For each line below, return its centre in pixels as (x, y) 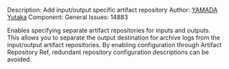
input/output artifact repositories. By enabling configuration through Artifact (115, 45)
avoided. (20, 59)
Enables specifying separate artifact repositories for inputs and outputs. (109, 30)
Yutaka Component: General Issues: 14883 (68, 17)
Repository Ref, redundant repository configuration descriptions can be (108, 52)
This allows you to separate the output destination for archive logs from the (113, 38)
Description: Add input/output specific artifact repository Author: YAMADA (112, 10)
